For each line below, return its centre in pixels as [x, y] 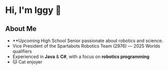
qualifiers [22, 51]
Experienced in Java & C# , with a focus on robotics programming [81, 56]
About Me [21, 29]
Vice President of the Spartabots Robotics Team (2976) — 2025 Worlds [86, 46]
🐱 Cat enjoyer [27, 62]
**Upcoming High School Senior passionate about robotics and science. [88, 40]
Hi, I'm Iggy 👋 [33, 10]
